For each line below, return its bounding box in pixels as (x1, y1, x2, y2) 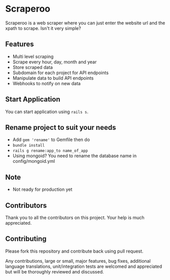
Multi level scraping (12, 53, 54, 59)
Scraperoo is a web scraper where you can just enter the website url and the (5, 20, 165, 26)
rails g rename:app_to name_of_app (12, 148, 88, 154)
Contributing (5, 234, 47, 243)
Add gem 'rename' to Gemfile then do (12, 136, 90, 143)
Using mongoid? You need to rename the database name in (12, 153, 137, 159)
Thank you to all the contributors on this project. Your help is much (5, 215, 145, 221)
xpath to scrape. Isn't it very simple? (5, 25, 81, 31)
